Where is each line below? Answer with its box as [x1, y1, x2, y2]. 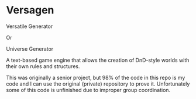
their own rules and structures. [6, 62, 80, 70]
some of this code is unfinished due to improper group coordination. [6, 86, 171, 93]
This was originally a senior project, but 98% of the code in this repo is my [6, 74, 185, 81]
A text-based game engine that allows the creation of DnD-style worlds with [6, 56, 190, 63]
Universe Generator [6, 45, 54, 52]
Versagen [6, 3, 54, 17]
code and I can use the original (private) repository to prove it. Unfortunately [6, 80, 190, 87]
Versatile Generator [6, 23, 53, 30]
